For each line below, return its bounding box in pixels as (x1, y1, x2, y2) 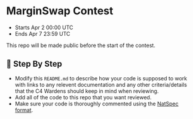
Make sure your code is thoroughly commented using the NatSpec (14, 100, 179, 107)
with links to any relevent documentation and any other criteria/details (14, 81, 187, 88)
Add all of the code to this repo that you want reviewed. (14, 93, 152, 101)
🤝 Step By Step (6, 59, 63, 69)
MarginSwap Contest (6, 4, 114, 18)
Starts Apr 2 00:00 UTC (14, 24, 73, 31)
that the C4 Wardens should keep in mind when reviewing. (14, 87, 159, 95)
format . (14, 106, 33, 114)
